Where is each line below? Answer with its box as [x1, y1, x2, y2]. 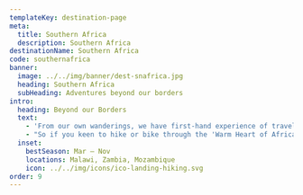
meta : [9, 22, 30, 31]
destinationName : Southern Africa [9, 47, 140, 56]
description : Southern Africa [17, 38, 131, 48]
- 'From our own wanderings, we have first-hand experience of [25, 122, 269, 131]
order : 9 [9, 172, 42, 181]
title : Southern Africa [17, 30, 106, 39]
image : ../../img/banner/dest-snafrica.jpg [17, 72, 183, 81]
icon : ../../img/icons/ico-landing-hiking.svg [25, 164, 204, 173]
